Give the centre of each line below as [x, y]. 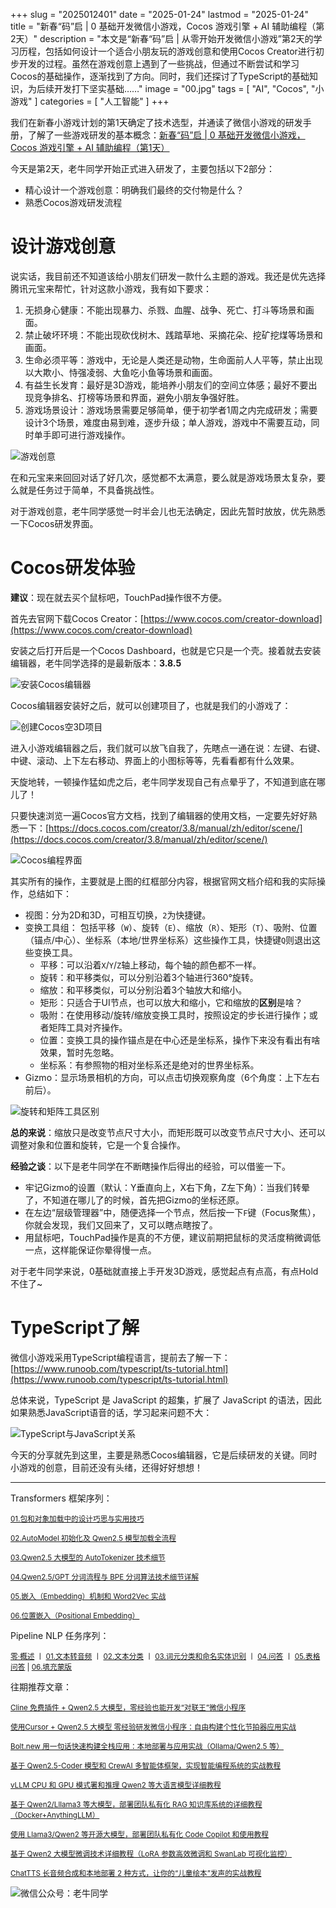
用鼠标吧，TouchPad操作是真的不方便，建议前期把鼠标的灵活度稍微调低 [173, 1237]
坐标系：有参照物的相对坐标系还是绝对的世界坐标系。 [149, 1065]
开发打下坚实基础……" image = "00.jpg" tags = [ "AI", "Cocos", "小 [189, 88]
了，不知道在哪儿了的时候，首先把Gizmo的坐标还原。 [134, 1200]
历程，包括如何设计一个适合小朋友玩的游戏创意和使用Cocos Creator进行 [167, 51]
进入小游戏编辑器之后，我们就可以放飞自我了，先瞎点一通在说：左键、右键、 [168, 748]
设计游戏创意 [63, 246]
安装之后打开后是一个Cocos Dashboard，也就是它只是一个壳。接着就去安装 [166, 650]
